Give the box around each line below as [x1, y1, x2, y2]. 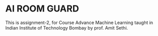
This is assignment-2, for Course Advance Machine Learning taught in [5, 19, 153, 25]
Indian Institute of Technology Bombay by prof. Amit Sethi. [5, 24, 128, 30]
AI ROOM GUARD [5, 3, 79, 14]
